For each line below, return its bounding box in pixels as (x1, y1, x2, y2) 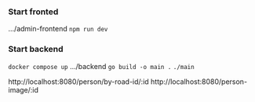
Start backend (8, 44, 64, 55)
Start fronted (8, 6, 59, 17)
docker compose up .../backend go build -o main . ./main (8, 61, 195, 71)
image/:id (8, 85, 39, 94)
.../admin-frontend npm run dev (8, 24, 108, 34)
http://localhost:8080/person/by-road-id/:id (8, 77, 149, 86)
